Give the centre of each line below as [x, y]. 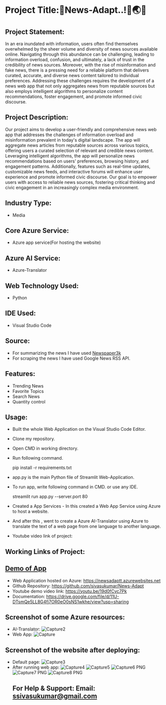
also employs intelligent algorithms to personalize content [64, 91]
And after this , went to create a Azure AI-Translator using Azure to [80, 521]
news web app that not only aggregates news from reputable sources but [80, 86]
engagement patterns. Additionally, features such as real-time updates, [78, 166]
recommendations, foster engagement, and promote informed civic [74, 96]
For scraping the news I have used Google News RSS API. [71, 358]
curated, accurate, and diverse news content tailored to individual [72, 75]
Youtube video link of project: [42, 536]
